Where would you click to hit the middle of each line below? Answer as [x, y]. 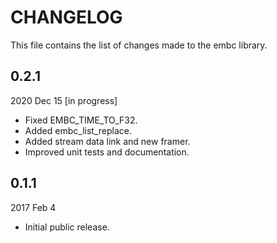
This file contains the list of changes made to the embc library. [139, 45]
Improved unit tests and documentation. [107, 152]
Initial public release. [67, 227]
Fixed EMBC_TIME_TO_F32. [81, 120]
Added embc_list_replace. [78, 130]
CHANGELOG [66, 17]
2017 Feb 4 [33, 207]
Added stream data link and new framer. [107, 141]
